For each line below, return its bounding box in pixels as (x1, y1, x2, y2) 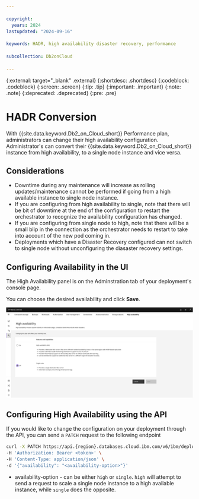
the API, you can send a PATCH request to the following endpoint (6, 431, 161, 439)
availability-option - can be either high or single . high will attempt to (14, 473, 182, 481)
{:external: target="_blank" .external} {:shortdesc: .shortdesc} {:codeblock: (6, 77, 190, 84)
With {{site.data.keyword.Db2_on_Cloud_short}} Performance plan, (6, 130, 169, 137)
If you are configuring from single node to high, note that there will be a (14, 220, 189, 227)
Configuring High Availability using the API (6, 409, 168, 419)
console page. (6, 284, 41, 291)
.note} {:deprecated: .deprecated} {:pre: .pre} (6, 89, 117, 96)
